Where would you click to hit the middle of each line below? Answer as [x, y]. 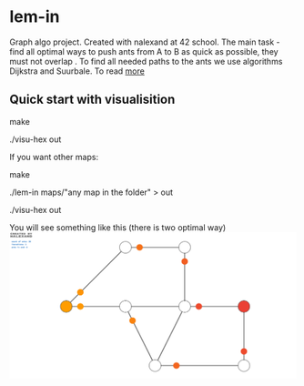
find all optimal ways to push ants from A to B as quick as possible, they [144, 51]
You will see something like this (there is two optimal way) [118, 227]
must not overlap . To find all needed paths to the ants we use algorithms [146, 61]
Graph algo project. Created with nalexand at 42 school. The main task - [145, 42]
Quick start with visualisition [92, 100]
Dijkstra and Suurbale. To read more [77, 71]
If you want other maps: [54, 157]
